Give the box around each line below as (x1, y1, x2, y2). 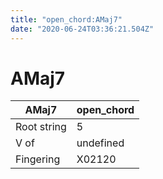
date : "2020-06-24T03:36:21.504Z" (10, 24, 155, 34)
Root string (15, 120, 67, 134)
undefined (76, 136, 125, 150)
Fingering (15, 152, 61, 166)
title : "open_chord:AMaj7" (10, 14, 123, 25)
